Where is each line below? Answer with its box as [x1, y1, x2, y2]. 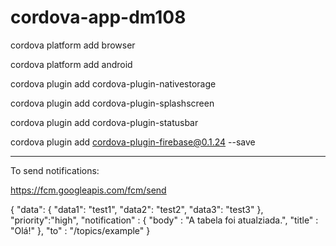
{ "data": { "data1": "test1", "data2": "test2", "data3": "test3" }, [10, 203, 264, 215]
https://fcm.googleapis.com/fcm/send [10, 184, 167, 196]
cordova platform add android [10, 58, 133, 70]
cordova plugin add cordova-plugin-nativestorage [10, 77, 217, 90]
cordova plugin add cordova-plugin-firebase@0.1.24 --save [10, 136, 256, 148]
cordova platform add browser [10, 39, 136, 51]
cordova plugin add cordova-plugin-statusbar [10, 116, 199, 128]
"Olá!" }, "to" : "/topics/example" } [10, 224, 151, 236]
